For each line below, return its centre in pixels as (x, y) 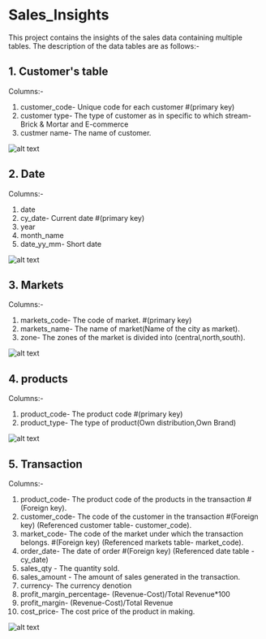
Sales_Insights (59, 15)
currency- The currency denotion (76, 585)
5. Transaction (45, 464)
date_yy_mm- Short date (61, 244)
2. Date (27, 174)
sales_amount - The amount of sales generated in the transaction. (130, 577)
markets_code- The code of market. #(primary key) (106, 320)
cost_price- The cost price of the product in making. (107, 611)
